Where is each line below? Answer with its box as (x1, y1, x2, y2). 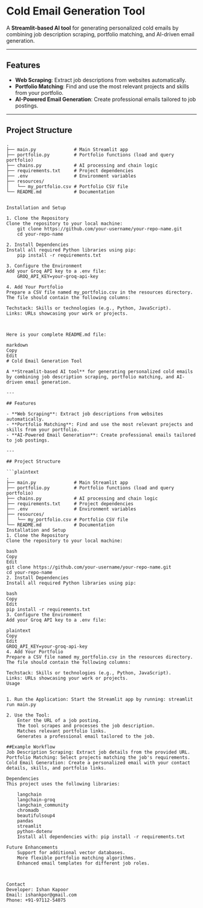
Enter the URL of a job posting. (17, 717, 101, 723)
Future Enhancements (6, 844, 59, 850)
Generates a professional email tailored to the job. (17, 733, 155, 739)
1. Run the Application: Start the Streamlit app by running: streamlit (6, 696, 193, 702)
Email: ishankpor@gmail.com (6, 892, 77, 898)
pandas (17, 817, 34, 824)
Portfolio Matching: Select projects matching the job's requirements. (6, 754, 190, 761)
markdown (6, 342, 28, 348)
